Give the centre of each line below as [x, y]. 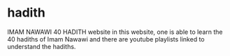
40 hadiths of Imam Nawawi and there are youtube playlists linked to [106, 39]
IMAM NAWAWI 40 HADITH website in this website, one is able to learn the [115, 32]
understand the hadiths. [42, 46]
